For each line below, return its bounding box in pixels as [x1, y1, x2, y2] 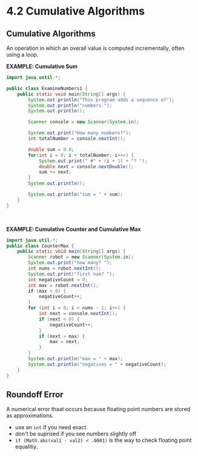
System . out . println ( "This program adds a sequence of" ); [28, 97, 174, 103]
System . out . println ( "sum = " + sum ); [28, 191, 123, 197]
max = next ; [49, 339, 80, 345]
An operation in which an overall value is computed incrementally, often [6, 44, 185, 52]
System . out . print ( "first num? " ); [28, 271, 115, 277]
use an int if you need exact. [15, 424, 88, 431]
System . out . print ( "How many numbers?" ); [28, 130, 131, 136]
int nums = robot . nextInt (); [28, 265, 102, 271]
